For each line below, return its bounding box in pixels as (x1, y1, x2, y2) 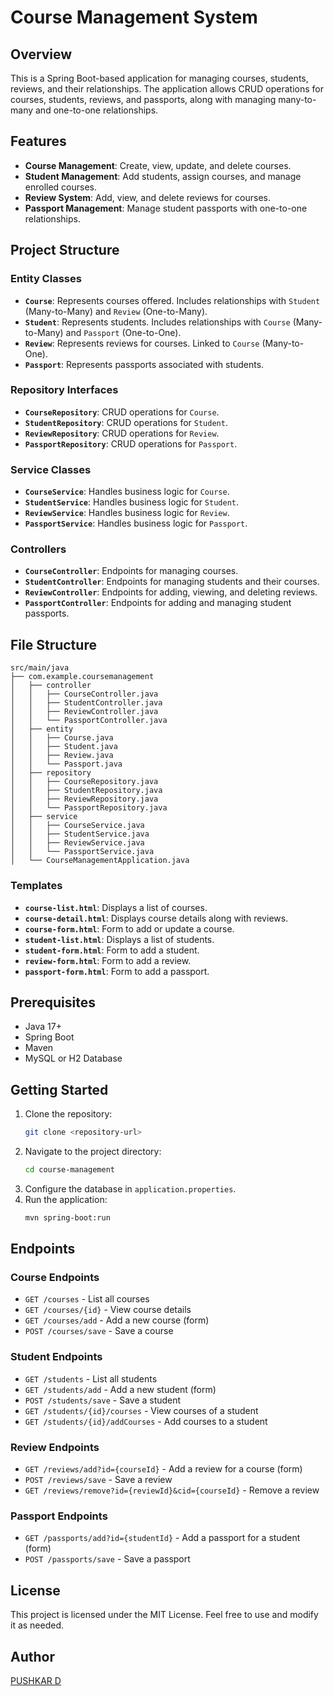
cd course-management (24, 1165, 115, 1175)
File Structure (10, 636, 97, 653)
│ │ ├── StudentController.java (10, 698, 163, 708)
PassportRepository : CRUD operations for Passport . (24, 437, 238, 450)
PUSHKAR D (10, 1674, 62, 1686)
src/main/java (10, 663, 70, 673)
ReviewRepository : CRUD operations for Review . (24, 427, 220, 439)
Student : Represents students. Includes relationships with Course (24, 316, 291, 328)
